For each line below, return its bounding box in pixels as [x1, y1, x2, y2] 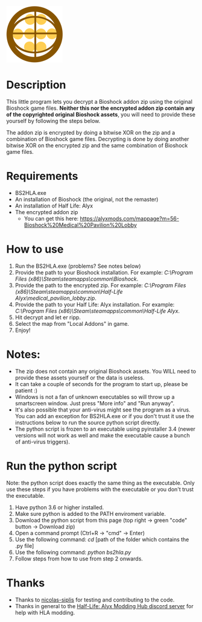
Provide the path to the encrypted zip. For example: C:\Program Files [14, 281, 186, 289]
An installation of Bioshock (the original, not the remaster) [14, 195, 159, 203]
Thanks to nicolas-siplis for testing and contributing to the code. [14, 596, 175, 603]
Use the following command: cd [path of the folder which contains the [14, 536, 189, 543]
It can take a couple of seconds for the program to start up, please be [14, 380, 188, 387]
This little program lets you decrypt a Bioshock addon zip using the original [6, 98, 193, 105]
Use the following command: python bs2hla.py [14, 548, 131, 556]
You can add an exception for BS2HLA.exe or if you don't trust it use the [14, 412, 194, 419]
